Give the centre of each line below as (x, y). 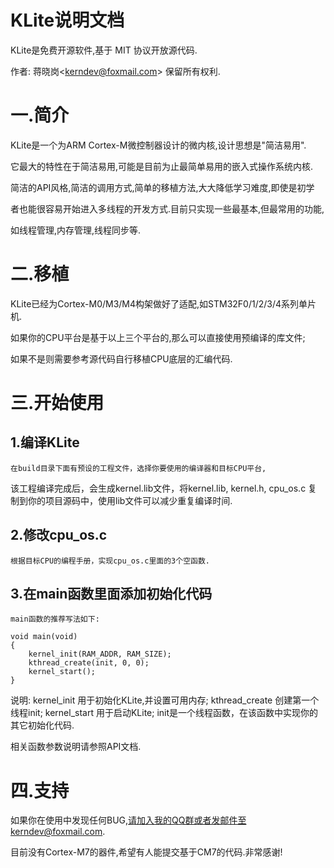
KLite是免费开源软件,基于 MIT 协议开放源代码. (104, 50)
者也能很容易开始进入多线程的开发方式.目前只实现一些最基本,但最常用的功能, (167, 208)
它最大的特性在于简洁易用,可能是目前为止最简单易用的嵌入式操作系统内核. (162, 166)
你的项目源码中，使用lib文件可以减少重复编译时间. (130, 500)
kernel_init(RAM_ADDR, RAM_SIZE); (100, 654)
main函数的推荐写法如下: (55, 619)
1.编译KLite (45, 442)
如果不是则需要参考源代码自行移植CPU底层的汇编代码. (121, 358)
